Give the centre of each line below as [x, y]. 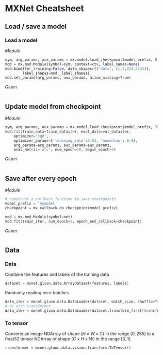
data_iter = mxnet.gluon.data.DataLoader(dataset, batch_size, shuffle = [80, 302]
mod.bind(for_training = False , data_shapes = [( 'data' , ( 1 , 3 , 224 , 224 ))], [78, 68]
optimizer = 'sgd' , [31, 136]
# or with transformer [28, 306]
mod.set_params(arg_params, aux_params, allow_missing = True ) [68, 78]
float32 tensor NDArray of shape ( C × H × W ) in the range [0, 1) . [68, 338]
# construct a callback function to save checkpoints [61, 199]
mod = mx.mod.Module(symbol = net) [39, 217]
